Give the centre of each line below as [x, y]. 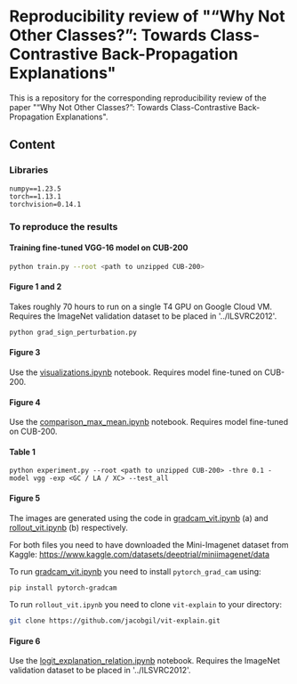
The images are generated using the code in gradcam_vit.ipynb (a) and [139, 517]
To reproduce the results [64, 226]
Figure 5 [25, 498]
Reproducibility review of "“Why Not [147, 16]
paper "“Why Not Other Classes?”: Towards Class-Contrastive [123, 107]
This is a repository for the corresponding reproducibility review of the [138, 98]
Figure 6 [25, 641]
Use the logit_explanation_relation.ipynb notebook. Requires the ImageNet [144, 661]
